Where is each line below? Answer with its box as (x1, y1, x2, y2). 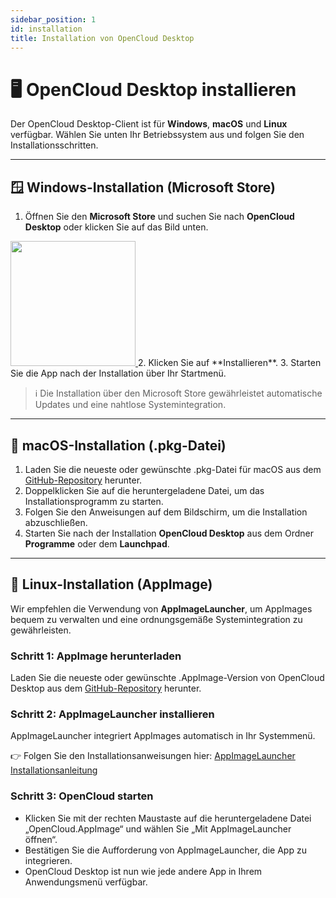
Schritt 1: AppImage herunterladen (10, 649, 182, 663)
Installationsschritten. (10, 139, 99, 151)
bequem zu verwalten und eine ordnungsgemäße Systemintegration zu (10, 613, 303, 625)
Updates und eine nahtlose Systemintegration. (34, 399, 227, 411)
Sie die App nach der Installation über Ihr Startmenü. (10, 367, 227, 380)
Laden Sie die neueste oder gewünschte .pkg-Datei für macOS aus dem (24, 463, 322, 475)
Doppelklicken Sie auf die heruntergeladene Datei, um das (24, 484, 265, 496)
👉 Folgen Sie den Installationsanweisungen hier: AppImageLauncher (10, 750, 296, 762)
